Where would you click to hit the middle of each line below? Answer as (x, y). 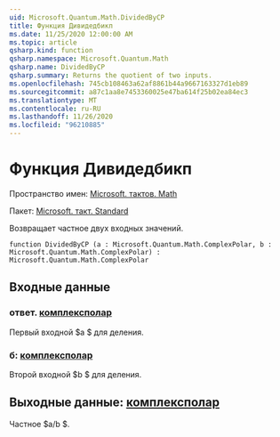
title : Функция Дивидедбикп (61, 26)
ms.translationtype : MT (53, 100)
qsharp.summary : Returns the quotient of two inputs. (111, 76)
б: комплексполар (51, 355)
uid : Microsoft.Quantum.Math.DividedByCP (87, 17)
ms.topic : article (43, 42)
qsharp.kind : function (51, 51)
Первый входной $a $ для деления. (76, 332)
